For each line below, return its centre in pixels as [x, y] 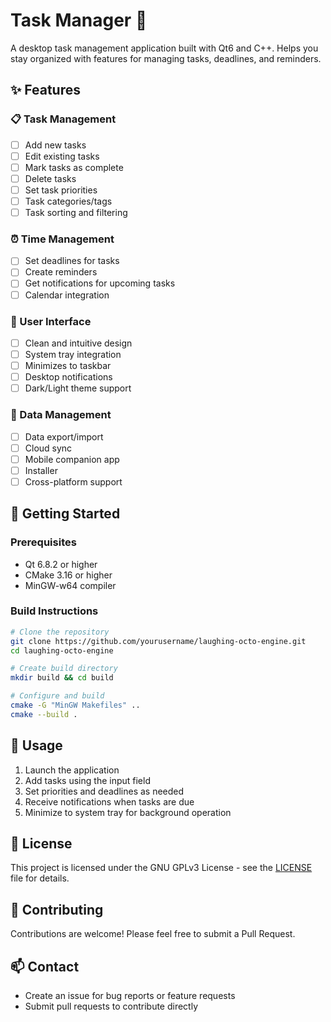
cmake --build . [44, 714]
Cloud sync [48, 448]
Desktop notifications [68, 377]
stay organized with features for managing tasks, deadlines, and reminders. [166, 58]
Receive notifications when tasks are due [109, 801]
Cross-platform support [73, 481]
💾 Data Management [61, 415]
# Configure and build [57, 696]
